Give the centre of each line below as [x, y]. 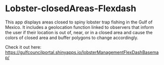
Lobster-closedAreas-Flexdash [71, 9]
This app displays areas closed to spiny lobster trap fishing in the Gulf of [79, 22]
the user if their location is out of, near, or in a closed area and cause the [79, 32]
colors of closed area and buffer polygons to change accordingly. [72, 38]
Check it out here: [23, 47]
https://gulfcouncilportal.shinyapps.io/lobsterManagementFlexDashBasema [82, 52]
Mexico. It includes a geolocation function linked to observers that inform [80, 27]
